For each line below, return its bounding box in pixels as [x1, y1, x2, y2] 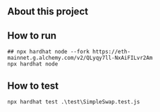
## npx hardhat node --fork [7, 49, 90, 56]
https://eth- [92, 49, 131, 56]
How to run [7, 30, 57, 42]
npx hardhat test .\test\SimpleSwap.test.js [7, 99, 140, 106]
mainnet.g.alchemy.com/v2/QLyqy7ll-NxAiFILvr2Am [7, 54, 153, 62]
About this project [7, 6, 89, 18]
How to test [7, 80, 59, 92]
